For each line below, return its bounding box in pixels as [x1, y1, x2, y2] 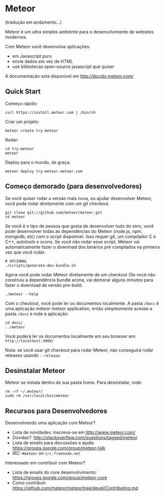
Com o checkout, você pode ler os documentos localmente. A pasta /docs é [5, 300, 159, 306]
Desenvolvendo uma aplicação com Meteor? [5, 420, 96, 426]
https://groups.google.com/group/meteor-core [12, 475, 107, 481]
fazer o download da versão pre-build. [5, 282, 83, 288]
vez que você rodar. [5, 249, 46, 255]
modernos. [5, 34, 27, 40]
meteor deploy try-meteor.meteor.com [5, 168, 83, 174]
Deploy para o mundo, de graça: [5, 159, 71, 165]
